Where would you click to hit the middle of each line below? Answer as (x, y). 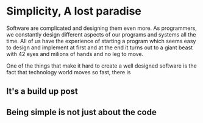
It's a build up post (42, 92)
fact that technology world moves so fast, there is (69, 72)
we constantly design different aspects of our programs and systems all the (101, 34)
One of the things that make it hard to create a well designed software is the (101, 66)
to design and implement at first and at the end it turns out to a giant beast (100, 47)
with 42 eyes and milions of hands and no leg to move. (75, 54)
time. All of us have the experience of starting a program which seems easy (101, 41)
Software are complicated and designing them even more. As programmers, (101, 28)
